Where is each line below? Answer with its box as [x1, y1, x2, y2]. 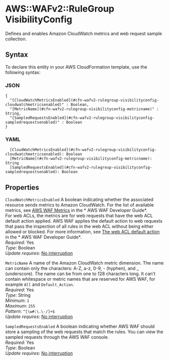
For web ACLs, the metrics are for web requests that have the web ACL [5, 213, 153, 219]
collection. [5, 36, 27, 42]
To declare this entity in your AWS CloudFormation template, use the [5, 64, 147, 70]
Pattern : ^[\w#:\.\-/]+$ [5, 308, 55, 315]
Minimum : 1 [5, 297, 29, 303]
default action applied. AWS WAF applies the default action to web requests [5, 218, 163, 224]
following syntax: [5, 69, 41, 75]
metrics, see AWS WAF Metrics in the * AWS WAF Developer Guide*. [5, 208, 148, 214]
